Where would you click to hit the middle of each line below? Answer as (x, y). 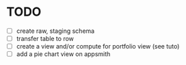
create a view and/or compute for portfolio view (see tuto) (98, 47)
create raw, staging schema (55, 31)
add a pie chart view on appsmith (63, 54)
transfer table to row (45, 39)
